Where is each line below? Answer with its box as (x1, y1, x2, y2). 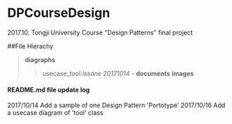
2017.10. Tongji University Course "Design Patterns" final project (7, 28, 193, 37)
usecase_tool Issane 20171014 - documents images (42, 69, 194, 77)
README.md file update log (7, 85, 90, 94)
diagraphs (24, 55, 56, 64)
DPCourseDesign (7, 5, 111, 21)
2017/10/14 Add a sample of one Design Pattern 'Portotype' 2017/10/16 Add (7, 101, 226, 110)
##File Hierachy (7, 42, 54, 50)
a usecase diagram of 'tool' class (7, 108, 104, 117)
